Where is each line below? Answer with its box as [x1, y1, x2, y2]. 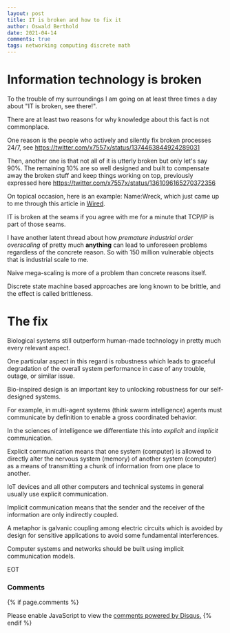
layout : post [7, 10, 45, 17]
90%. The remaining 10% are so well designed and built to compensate [7, 163, 210, 172]
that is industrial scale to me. [7, 255, 89, 263]
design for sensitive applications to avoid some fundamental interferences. [7, 531, 219, 539]
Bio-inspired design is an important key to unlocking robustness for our [7, 385, 209, 393]
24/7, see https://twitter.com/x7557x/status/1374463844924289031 [7, 143, 200, 152]
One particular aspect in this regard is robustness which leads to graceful [7, 356, 216, 365]
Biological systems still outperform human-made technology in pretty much [7, 336, 222, 345]
